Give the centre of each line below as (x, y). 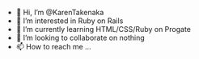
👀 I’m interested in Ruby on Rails (70, 21)
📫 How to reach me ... (53, 47)
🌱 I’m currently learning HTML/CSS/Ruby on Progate (104, 29)
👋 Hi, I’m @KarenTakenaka (60, 12)
